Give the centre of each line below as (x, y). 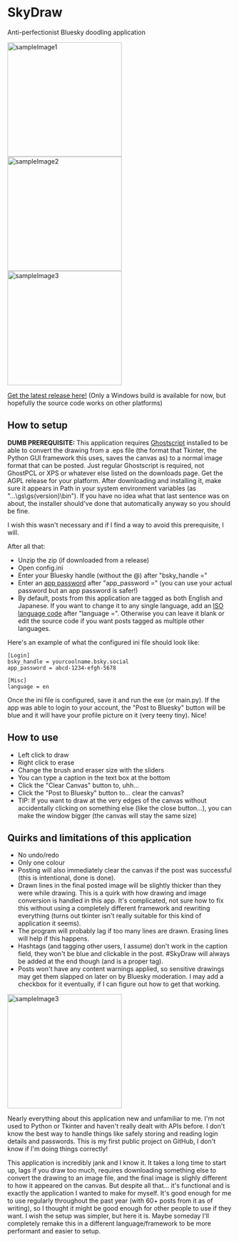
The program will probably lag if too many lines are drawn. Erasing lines (123, 931)
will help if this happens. (53, 939)
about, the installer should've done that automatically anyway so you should (119, 503)
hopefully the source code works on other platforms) (85, 403)
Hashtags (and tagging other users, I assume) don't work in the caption (123, 946)
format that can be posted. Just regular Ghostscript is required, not (106, 465)
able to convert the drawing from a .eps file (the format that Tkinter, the (112, 450)
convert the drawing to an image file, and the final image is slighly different (117, 1178)
